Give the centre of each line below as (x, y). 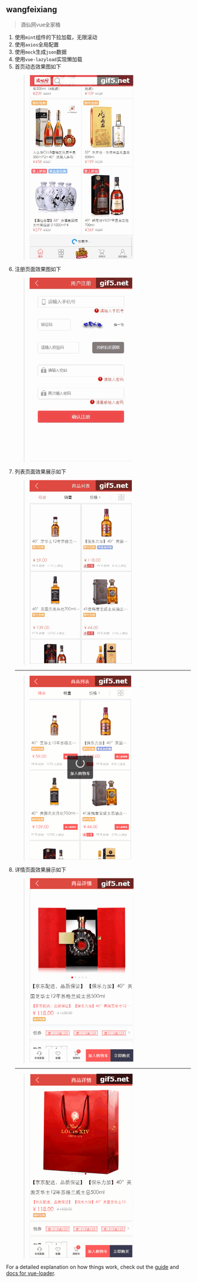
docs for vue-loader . (31, 1273)
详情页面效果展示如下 (40, 869)
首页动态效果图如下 (38, 66)
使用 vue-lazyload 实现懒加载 (48, 59)
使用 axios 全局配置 (37, 44)
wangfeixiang (32, 10)
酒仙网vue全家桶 (40, 24)
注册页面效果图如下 (38, 269)
